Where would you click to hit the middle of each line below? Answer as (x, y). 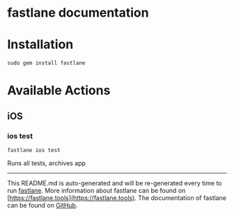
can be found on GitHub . (42, 205)
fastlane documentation (78, 13)
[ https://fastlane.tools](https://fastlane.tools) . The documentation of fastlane (117, 198)
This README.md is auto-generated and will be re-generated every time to (115, 183)
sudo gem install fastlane (46, 63)
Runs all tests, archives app (46, 163)
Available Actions (59, 91)
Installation (40, 45)
